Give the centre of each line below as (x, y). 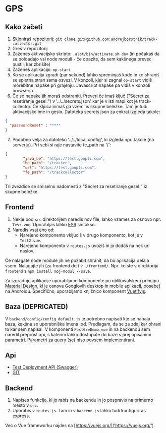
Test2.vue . (30, 240)
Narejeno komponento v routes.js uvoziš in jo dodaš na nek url (84, 246)
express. (21, 416)
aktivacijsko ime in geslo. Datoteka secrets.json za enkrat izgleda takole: (86, 112)
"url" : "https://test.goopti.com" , (60, 168)
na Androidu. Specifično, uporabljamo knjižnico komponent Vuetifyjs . (76, 291)
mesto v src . (25, 405)
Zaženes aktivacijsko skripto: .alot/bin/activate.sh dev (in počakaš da (86, 54)
